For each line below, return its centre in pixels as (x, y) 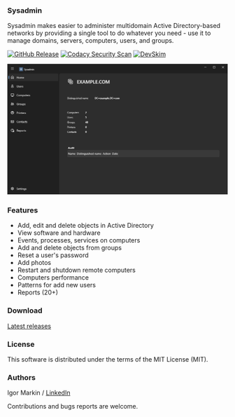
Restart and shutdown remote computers (77, 270)
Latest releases (29, 326)
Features (23, 210)
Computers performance (53, 278)
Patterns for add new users (57, 285)
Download (25, 310)
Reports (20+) (37, 292)
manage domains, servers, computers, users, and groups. (91, 41)
